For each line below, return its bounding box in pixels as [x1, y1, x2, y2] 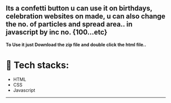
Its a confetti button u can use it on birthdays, [6, 4, 153, 13]
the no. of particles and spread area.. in [6, 20, 132, 29]
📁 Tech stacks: [6, 60, 69, 71]
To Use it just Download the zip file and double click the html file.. [6, 41, 147, 47]
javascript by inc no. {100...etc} [6, 28, 108, 37]
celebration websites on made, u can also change [6, 12, 165, 21]
